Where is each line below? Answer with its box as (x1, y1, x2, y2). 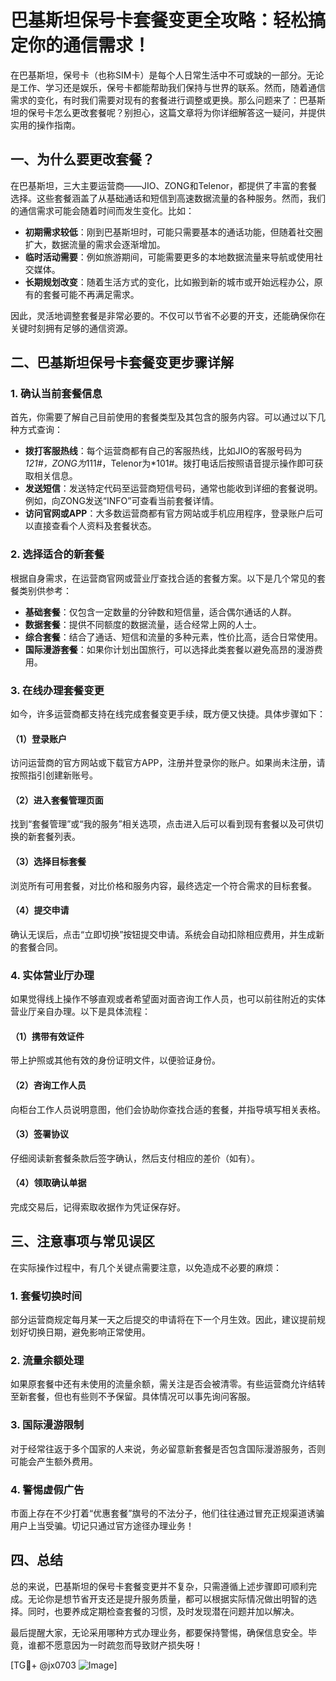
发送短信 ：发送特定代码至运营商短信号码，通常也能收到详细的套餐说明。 (24, 482, 323, 495)
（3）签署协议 (10, 1128, 70, 1140)
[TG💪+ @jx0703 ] (10, 1659, 118, 1671)
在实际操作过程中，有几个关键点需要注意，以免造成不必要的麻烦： (10, 1261, 282, 1273)
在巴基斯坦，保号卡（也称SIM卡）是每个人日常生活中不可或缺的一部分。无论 (10, 69, 325, 81)
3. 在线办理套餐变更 (10, 683, 105, 697)
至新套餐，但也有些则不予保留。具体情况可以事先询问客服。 (10, 1391, 256, 1403)
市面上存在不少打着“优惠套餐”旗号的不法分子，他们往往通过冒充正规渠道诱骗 (10, 1507, 325, 1519)
